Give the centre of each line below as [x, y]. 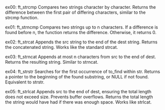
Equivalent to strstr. [25, 82]
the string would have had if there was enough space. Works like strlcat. [78, 102]
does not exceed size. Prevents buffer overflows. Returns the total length [79, 97]
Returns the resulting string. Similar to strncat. [52, 62]
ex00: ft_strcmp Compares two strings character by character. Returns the [81, 7]
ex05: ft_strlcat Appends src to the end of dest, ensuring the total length [78, 92]
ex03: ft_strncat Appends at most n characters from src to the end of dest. [81, 57]
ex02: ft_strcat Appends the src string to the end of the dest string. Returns [81, 42]
